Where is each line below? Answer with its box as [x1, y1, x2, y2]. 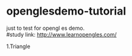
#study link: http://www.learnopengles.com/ [6, 30, 117, 38]
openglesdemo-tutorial [6, 4, 127, 18]
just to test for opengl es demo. [6, 24, 85, 32]
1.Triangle [6, 43, 30, 50]
